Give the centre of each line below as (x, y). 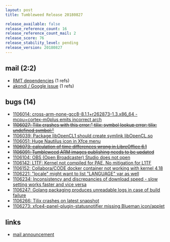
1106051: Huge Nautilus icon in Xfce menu (56, 141)
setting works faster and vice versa (50, 184)
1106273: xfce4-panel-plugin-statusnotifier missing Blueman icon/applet (89, 206)
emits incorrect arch (80, 120)
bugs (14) (21, 102)
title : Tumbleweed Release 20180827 (44, 15)
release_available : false (33, 24)
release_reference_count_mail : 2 (41, 34)
